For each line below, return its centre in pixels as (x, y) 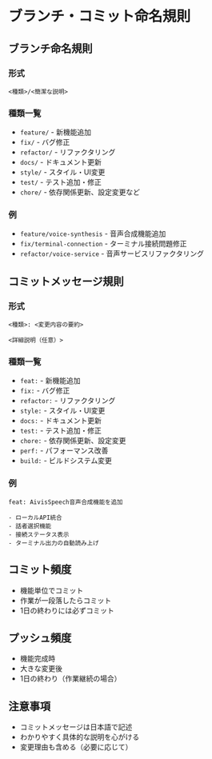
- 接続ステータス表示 (39, 534)
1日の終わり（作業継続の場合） (70, 679)
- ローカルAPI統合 (35, 517)
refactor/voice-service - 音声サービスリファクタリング (112, 254)
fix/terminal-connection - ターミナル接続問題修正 (103, 244)
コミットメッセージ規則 (66, 281)
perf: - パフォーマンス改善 (64, 451)
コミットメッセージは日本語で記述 (76, 727)
